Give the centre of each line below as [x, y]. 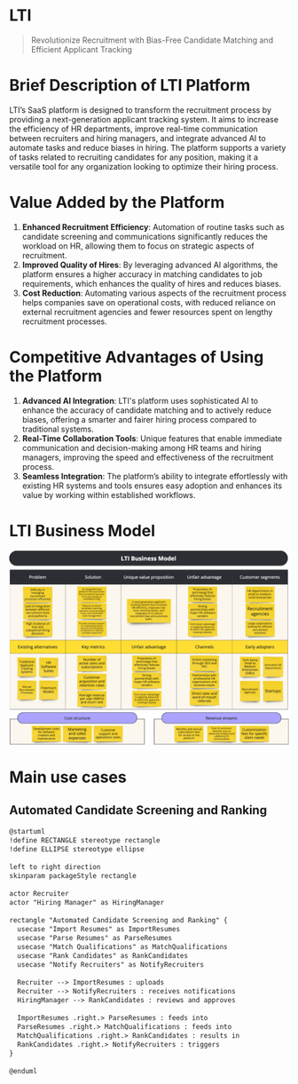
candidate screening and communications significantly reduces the [145, 236]
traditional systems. [58, 429]
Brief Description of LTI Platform [130, 86]
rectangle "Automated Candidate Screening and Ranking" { [118, 921]
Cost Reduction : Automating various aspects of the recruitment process [154, 293]
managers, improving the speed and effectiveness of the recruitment [148, 457]
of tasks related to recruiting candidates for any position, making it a [134, 157]
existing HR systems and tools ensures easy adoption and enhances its [152, 486]
